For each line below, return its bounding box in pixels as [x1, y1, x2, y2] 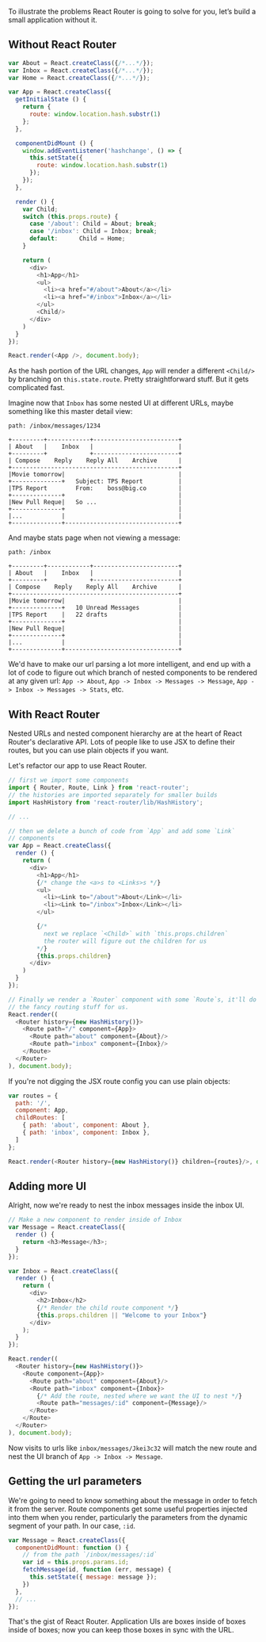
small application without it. [8, 15, 97, 25]
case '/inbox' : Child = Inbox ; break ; [28, 228, 158, 235]
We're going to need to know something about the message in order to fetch [8, 1495, 257, 1505]
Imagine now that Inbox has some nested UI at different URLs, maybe [8, 398, 234, 408]
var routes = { [8, 1092, 59, 1100]
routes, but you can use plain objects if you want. [8, 745, 169, 756]
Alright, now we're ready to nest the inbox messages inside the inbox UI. [8, 1200, 245, 1210]
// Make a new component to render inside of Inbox [8, 1216, 182, 1224]
